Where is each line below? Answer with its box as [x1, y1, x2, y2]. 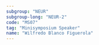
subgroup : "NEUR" [6, 8, 49, 15]
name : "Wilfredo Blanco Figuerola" [6, 30, 94, 36]
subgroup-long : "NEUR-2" [6, 14, 67, 20]
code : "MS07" [6, 19, 38, 25]
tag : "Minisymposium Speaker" [6, 25, 81, 31]
